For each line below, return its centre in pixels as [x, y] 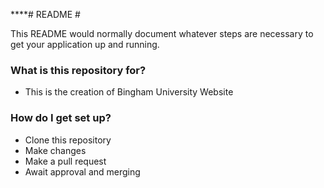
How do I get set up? [61, 118]
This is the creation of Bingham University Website [129, 92]
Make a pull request [65, 161]
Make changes [55, 150]
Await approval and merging [82, 171]
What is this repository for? [78, 70]
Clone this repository [68, 140]
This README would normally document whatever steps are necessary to [162, 33]
